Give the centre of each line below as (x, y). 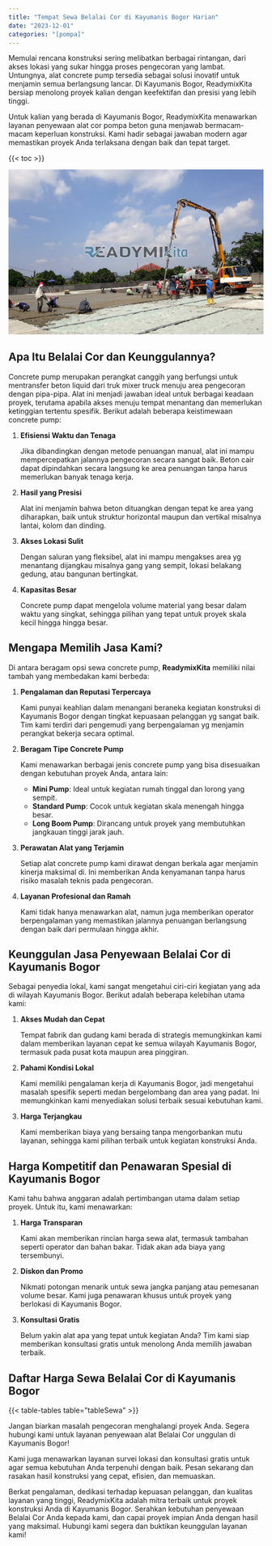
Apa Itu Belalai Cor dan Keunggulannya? (112, 357)
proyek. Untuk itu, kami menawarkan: (70, 1207)
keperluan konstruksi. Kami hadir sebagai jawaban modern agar (141, 134)
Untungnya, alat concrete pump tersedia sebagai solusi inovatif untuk (124, 75)
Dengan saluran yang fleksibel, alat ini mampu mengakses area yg (130, 556)
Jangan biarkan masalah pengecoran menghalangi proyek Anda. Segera (129, 1426)
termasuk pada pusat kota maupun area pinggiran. (104, 1052)
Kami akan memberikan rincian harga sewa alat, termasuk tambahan (134, 1238)
